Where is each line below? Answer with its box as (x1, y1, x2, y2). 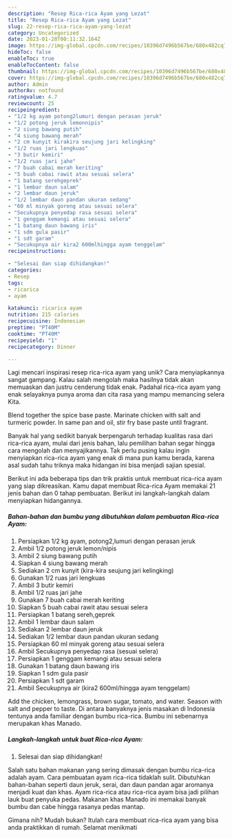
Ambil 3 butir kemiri (17, 581, 74, 589)
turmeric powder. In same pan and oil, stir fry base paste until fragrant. (8, 419, 209, 427)
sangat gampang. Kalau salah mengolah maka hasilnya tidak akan (8, 376, 195, 384)
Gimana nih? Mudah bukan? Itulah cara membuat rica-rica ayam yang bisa (8, 816, 219, 824)
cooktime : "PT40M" (8, 330, 61, 337)
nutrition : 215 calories (8, 312, 79, 318)
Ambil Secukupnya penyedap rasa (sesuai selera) (17, 647, 159, 656)
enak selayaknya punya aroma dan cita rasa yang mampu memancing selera (8, 390, 225, 399)
